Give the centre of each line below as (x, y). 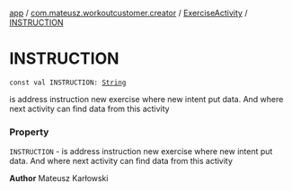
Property (29, 132)
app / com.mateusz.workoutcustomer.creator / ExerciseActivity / (128, 13)
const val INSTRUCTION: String (68, 82)
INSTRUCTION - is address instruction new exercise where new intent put (141, 152)
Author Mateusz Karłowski (59, 178)
